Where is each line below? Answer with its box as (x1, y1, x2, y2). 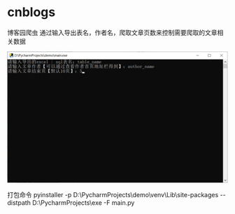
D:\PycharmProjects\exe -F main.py (32, 199, 135, 207)
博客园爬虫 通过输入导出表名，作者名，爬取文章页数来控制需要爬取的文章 (7, 28, 218, 36)
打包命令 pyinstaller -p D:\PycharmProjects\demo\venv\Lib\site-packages (7, 191, 219, 199)
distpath (7, 199, 31, 207)
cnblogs (7, 4, 56, 20)
